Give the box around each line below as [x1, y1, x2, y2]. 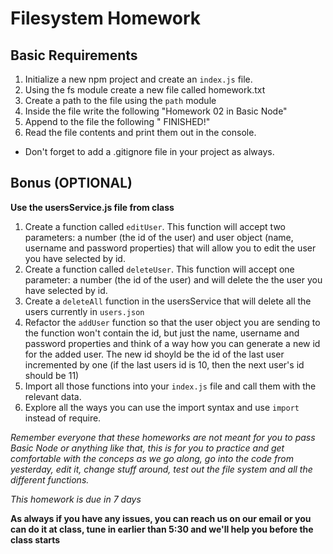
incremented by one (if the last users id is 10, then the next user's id [24, 358, 305, 371]
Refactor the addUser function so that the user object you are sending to [24, 316, 321, 328]
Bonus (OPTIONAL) [10, 175, 133, 192]
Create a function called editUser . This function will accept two [24, 220, 286, 232]
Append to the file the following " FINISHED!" [24, 116, 211, 127]
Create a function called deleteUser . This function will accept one [24, 263, 295, 275]
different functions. [10, 473, 90, 486]
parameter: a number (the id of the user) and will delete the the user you [24, 273, 323, 286]
